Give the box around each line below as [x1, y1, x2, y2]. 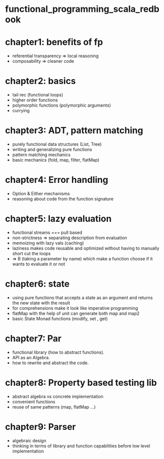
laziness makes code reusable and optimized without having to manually [12, 245, 160, 251]
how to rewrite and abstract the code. [12, 360, 89, 366]
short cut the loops [12, 250, 51, 256]
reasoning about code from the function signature [12, 196, 114, 202]
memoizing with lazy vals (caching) [12, 240, 84, 246]
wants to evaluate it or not [12, 261, 66, 267]
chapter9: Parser [5, 421, 76, 432]
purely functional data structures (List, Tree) [12, 141, 102, 147]
